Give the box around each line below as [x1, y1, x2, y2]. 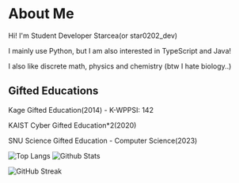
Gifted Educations [8, 84, 99, 98]
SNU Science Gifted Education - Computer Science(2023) [8, 136, 198, 145]
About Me [8, 5, 74, 23]
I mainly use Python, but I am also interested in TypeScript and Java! [8, 46, 232, 55]
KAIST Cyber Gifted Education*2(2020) [8, 120, 137, 130]
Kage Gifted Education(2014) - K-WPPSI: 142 [8, 105, 154, 114]
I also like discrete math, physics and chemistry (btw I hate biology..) [8, 61, 232, 71]
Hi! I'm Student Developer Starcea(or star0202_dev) [8, 31, 178, 40]
